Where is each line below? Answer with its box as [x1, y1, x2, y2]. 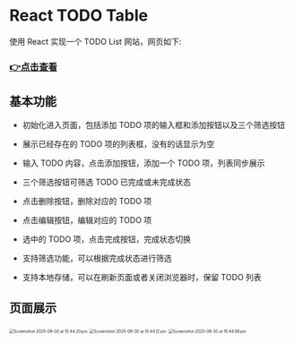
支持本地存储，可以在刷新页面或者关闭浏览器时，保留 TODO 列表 [22, 271, 262, 282]
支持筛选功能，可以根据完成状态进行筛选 [22, 253, 172, 263]
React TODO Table [9, 5, 149, 26]
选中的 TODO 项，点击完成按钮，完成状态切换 [22, 234, 191, 244]
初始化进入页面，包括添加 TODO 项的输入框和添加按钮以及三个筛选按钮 [22, 119, 285, 130]
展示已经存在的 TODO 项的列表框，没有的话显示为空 [22, 138, 215, 149]
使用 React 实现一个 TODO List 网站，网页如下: [9, 36, 182, 47]
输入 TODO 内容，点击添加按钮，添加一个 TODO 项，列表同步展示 [22, 158, 265, 168]
